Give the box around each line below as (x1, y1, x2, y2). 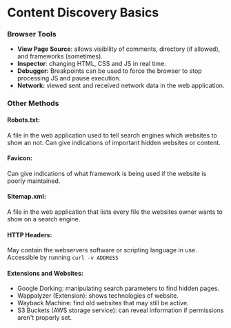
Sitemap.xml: (7, 193, 47, 201)
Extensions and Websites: (7, 269, 84, 277)
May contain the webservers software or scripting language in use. (7, 246, 198, 254)
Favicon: (7, 154, 33, 162)
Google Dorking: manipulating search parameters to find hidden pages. (17, 284, 219, 293)
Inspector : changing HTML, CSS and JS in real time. (17, 60, 167, 68)
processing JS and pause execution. (17, 74, 121, 83)
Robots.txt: (7, 116, 40, 124)
